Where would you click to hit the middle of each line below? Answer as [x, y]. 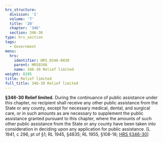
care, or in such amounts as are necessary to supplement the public [74, 113]
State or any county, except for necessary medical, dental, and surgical [78, 108]
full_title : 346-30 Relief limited [42, 83]
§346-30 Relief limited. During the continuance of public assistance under [81, 97]
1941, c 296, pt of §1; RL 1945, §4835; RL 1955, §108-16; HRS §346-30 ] [77, 134]
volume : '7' [22, 19]
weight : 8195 [19, 74]
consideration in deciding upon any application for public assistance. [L [78, 129]
